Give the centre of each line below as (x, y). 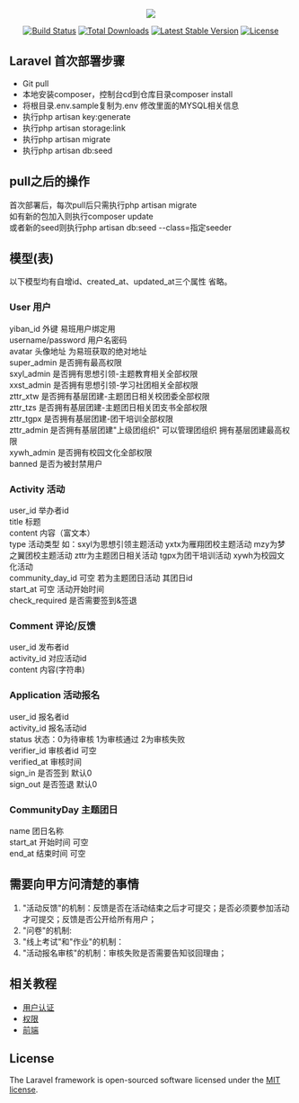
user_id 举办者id (39, 511)
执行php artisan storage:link (74, 128)
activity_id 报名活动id (48, 728)
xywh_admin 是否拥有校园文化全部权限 (81, 452)
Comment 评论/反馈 (53, 625)
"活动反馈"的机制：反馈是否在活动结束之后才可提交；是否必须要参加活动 (156, 908)
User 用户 (31, 308)
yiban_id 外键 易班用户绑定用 (62, 328)
